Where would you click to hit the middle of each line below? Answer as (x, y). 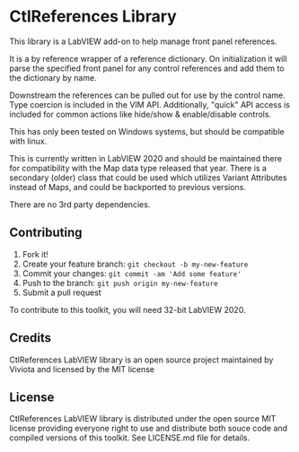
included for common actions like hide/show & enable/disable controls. (141, 114)
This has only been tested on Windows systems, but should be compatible (147, 131)
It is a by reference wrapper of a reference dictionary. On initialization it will (148, 58)
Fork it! (35, 254)
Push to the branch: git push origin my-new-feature (120, 282)
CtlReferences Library (93, 17)
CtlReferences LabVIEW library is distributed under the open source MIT (143, 419)
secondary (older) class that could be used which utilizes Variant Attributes (148, 178)
